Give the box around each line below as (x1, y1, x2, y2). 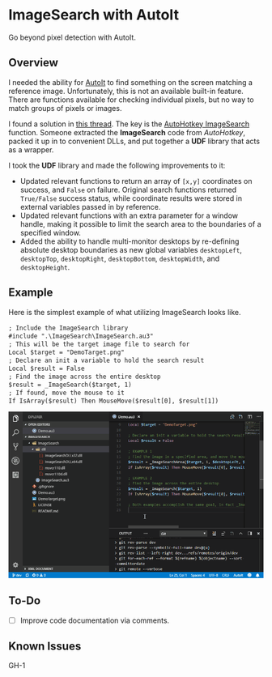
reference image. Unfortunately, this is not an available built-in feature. (8, 86, 244, 96)
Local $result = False (8, 364, 85, 373)
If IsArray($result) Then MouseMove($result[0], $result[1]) (8, 397, 219, 405)
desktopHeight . (19, 262, 70, 272)
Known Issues (8, 639, 82, 653)
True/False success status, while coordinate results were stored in (19, 193, 243, 203)
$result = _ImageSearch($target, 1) (8, 381, 132, 389)
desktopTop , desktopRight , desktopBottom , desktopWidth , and (19, 253, 220, 263)
